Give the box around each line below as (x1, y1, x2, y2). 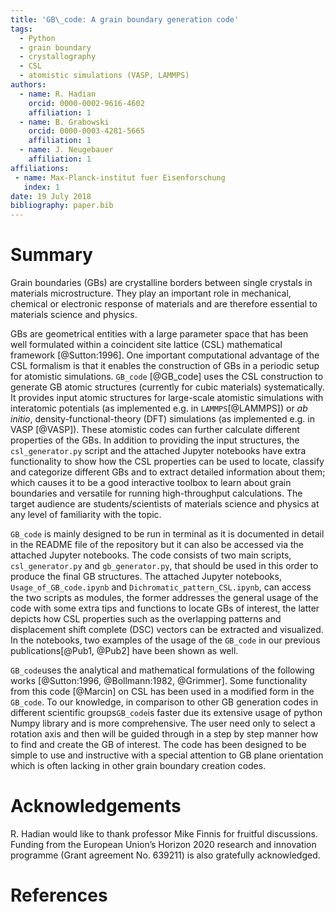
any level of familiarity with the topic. (10, 509, 162, 521)
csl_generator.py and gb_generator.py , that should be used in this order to (10, 560, 319, 572)
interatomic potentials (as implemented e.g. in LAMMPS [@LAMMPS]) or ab (10, 402, 308, 415)
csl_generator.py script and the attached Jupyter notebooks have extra (10, 445, 307, 457)
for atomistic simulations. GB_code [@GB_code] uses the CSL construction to (10, 371, 324, 383)
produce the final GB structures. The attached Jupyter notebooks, (10, 571, 282, 583)
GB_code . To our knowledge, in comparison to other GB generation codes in (10, 696, 319, 708)
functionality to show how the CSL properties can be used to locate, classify (10, 456, 325, 468)
